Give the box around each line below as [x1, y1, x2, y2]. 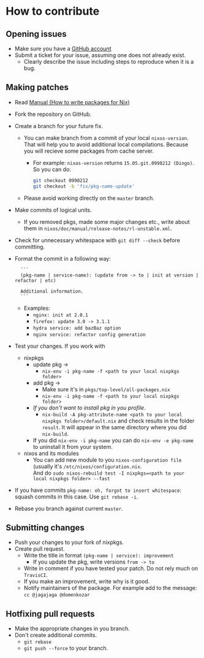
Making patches [6, 82, 69, 93]
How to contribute [6, 4, 100, 18]
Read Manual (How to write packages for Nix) [14, 98, 130, 105]
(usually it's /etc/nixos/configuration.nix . [32, 462, 142, 470]
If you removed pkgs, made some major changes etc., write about [23, 218, 191, 225]
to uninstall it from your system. [32, 443, 113, 450]
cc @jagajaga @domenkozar [23, 592, 90, 599]
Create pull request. [14, 545, 65, 553]
